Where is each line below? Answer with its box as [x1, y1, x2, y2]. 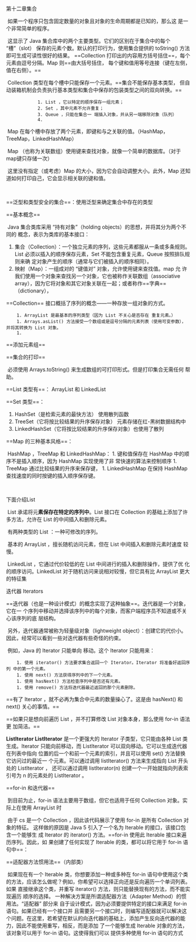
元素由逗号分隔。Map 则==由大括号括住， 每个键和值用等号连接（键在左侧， [6, 59, 191, 66]
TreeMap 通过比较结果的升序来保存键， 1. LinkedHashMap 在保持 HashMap [6, 465, 188, 472]
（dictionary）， [14, 287, 52, 294]
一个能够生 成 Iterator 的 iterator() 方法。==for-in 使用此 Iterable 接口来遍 [11, 831, 187, 838]
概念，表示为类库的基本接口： [17, 231, 90, 237]
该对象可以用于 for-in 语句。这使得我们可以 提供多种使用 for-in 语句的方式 [6, 930, 183, 936]
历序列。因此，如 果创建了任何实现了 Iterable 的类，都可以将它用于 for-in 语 [6, 839, 188, 845]
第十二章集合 [6, 5, 37, 12]
